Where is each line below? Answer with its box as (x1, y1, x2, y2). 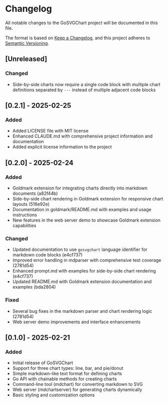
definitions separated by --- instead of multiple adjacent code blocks (12, 87, 156, 93)
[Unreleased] (5, 55, 48, 63)
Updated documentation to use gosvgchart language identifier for (12, 246, 148, 252)
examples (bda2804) (12, 284, 56, 290)
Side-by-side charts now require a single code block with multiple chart (12, 81, 160, 87)
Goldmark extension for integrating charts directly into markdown (12, 185, 148, 191)
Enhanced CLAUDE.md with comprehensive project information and (12, 133, 153, 139)
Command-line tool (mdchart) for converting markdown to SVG (12, 381, 143, 387)
